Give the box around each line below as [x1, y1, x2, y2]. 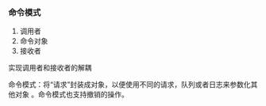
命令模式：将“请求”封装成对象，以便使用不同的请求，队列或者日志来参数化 [8, 80, 252, 89]
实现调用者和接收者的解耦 [8, 63, 92, 73]
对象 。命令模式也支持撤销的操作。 [14, 89, 129, 100]
